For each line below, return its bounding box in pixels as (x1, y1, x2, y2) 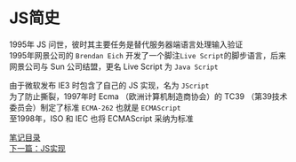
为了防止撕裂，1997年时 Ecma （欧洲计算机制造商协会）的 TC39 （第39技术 (9, 90, 288, 102)
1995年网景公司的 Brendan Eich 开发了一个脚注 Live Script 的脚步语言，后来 (9, 50, 286, 60)
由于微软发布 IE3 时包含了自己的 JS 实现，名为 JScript (9, 80, 210, 90)
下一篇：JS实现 (9, 143, 66, 153)
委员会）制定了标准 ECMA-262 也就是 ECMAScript (9, 102, 181, 112)
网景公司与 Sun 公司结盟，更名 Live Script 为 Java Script (9, 61, 219, 72)
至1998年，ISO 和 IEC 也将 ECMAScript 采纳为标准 (9, 112, 194, 124)
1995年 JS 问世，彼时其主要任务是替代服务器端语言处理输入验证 (9, 39, 244, 50)
